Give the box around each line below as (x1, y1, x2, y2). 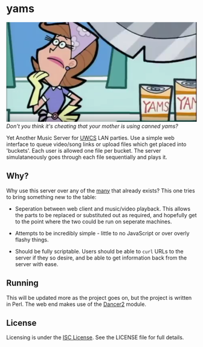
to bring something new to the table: (6, 193, 97, 200)
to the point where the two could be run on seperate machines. (14, 218, 172, 225)
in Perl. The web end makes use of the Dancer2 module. (6, 301, 147, 308)
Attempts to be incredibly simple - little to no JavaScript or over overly (14, 229, 190, 237)
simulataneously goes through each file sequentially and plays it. (6, 153, 167, 161)
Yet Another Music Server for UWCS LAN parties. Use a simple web (6, 134, 175, 141)
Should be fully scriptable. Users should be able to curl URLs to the (14, 247, 184, 255)
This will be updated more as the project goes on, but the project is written (6, 294, 192, 301)
